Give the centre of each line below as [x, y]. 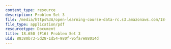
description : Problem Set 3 [35, 15]
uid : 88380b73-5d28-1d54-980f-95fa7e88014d [52, 39]
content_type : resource [31, 10]
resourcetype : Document [31, 29]
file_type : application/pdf [35, 24]
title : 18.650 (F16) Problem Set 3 [43, 34]
